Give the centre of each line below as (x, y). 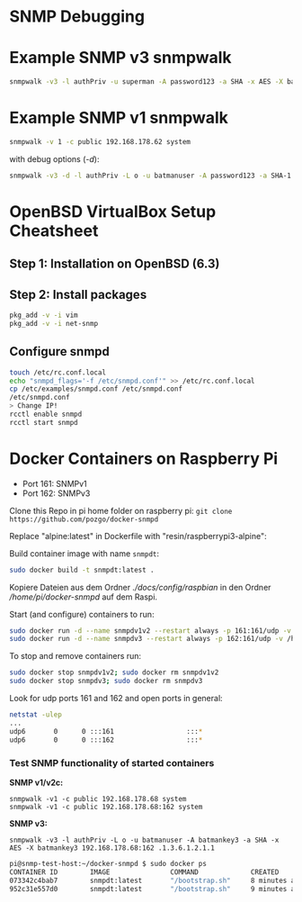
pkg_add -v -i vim (44, 316)
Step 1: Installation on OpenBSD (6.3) (115, 264)
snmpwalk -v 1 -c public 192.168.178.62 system (100, 141)
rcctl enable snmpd (46, 415)
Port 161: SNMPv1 (54, 483)
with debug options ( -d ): (54, 158)
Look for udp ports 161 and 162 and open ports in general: (116, 699)
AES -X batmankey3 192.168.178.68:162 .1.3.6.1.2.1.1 (112, 848)
